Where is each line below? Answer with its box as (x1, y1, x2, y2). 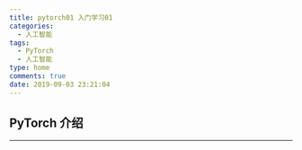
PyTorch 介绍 (9, 116, 84, 131)
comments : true (9, 72, 67, 81)
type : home (9, 64, 50, 73)
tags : (9, 38, 30, 48)
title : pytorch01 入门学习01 (9, 13, 113, 22)
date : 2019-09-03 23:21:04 (9, 80, 111, 89)
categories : (9, 22, 54, 31)
